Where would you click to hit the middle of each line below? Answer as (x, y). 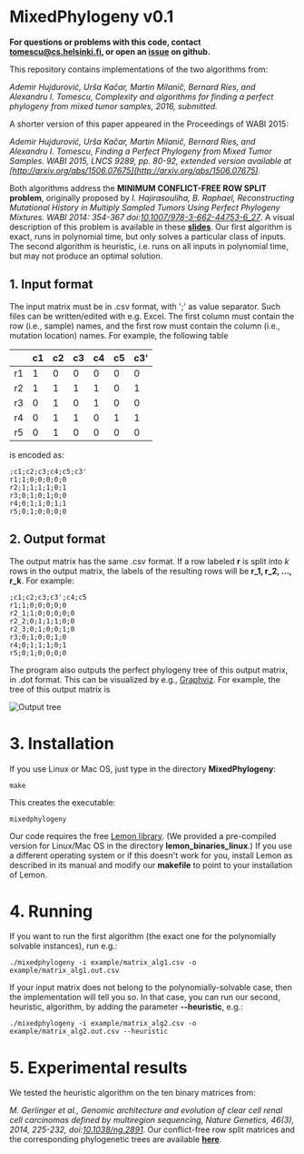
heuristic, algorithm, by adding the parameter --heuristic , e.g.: (126, 1007)
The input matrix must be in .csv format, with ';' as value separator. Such (145, 306)
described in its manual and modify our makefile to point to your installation (151, 865)
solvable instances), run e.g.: (64, 946)
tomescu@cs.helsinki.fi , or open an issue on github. (110, 51)
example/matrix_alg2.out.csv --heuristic (89, 1032)
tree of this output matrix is (60, 689)
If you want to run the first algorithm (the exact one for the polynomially (143, 936)
